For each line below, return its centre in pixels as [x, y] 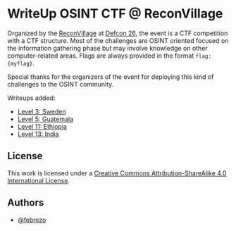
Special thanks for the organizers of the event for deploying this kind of [111, 77]
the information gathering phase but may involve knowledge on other [107, 48]
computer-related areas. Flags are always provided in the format [101, 56]
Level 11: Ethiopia [42, 126]
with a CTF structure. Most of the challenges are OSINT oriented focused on [118, 40]
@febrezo [32, 220]
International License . [39, 180]
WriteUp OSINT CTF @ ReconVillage [115, 14]
